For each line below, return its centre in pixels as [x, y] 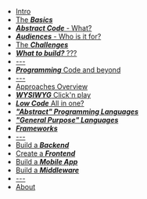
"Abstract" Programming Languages [77, 112]
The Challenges [42, 45]
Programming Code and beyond [68, 70]
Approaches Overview [52, 87]
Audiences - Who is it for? [58, 36]
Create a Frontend [45, 153]
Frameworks [36, 128]
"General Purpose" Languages [67, 120]
